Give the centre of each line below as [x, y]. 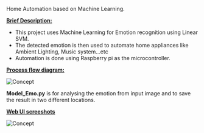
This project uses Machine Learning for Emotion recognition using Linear [106, 32]
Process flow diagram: [36, 70]
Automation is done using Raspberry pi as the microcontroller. [93, 58]
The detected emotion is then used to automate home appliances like [102, 45]
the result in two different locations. [51, 100]
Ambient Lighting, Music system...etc [62, 52]
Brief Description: [29, 20]
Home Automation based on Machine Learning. [65, 9]
